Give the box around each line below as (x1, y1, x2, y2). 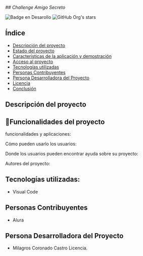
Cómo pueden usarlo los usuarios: (5, 141, 77, 147)
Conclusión (12, 85, 36, 91)
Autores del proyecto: (5, 161, 51, 167)
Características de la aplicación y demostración (12, 53, 112, 59)
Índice (5, 29, 25, 38)
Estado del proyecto (12, 48, 55, 54)
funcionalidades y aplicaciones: (5, 131, 71, 137)
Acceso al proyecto (12, 58, 53, 65)
